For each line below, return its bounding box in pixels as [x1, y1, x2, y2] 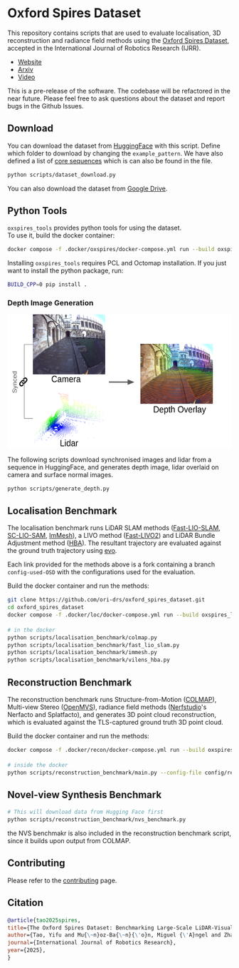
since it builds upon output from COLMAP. [7, 837, 132, 845]
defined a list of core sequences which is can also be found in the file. [7, 156, 213, 165]
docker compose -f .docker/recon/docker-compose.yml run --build [7, 746, 205, 753]
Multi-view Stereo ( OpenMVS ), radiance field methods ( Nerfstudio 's [7, 703, 207, 711]
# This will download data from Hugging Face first [7, 808, 164, 816]
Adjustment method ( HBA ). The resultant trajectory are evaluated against [7, 539, 222, 547]
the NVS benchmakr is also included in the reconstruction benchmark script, [7, 829, 232, 837]
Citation [7, 897, 44, 909]
